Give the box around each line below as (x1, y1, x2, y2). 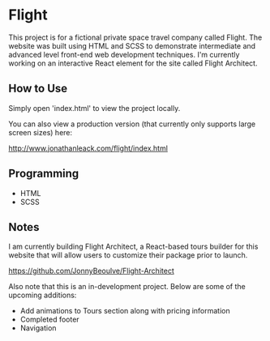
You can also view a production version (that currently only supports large (8, 119, 256, 129)
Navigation (19, 323, 57, 333)
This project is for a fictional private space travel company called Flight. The (8, 32, 263, 42)
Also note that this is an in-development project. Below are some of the (8, 282, 246, 292)
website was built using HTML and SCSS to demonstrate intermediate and (8, 40, 256, 50)
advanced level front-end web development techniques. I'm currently (8, 49, 240, 59)
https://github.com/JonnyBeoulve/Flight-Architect (8, 266, 174, 276)
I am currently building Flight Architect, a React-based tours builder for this (8, 241, 259, 252)
